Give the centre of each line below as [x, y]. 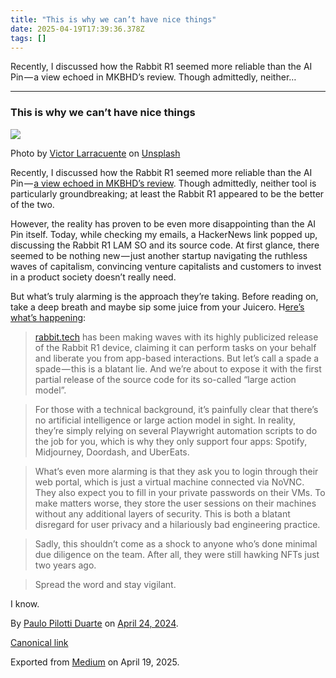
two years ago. [65, 565]
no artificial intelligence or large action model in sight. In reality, [165, 420]
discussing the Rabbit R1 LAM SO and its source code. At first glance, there [165, 245]
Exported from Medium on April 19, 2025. [95, 662]
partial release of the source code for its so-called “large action [165, 379]
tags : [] [28, 38]
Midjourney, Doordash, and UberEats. [112, 452]
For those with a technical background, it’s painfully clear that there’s [176, 409]
